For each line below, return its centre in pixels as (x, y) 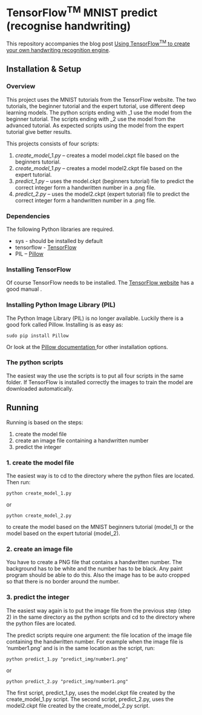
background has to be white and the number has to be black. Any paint (95, 569)
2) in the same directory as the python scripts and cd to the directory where (101, 617)
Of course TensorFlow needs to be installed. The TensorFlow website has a (100, 283)
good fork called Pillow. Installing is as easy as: (65, 324)
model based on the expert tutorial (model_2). (63, 533)
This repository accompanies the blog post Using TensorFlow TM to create (98, 43)
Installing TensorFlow (39, 269)
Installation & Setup (44, 69)
